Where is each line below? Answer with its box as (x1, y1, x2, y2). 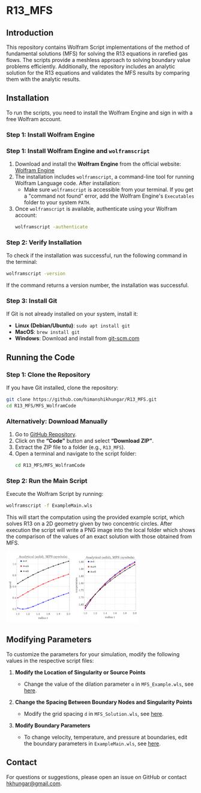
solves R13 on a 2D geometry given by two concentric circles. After (6, 520, 173, 527)
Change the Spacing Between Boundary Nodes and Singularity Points (14, 698, 193, 706)
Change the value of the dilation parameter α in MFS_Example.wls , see (23, 680, 194, 688)
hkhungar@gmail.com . (6, 780, 62, 787)
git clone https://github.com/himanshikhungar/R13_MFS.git (6, 397, 157, 403)
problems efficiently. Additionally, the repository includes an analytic (6, 63, 175, 70)
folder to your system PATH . (23, 199, 91, 206)
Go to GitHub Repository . (14, 431, 77, 438)
